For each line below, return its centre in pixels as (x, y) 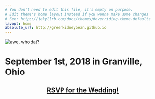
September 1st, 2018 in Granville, (74, 62)
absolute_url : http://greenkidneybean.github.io (56, 28)
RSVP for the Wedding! (83, 90)
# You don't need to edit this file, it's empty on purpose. (69, 10)
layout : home (18, 23)
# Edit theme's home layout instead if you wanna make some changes (77, 14)
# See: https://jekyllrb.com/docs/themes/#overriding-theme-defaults (78, 19)
